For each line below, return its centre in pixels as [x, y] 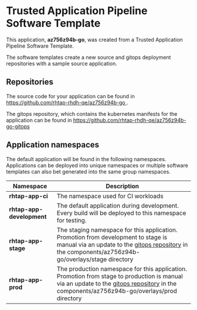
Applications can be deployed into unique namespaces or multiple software [97, 165]
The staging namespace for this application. [117, 229]
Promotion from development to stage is [112, 237]
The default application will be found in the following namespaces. [86, 159]
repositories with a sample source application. [62, 64]
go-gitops [18, 126]
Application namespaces [53, 145]
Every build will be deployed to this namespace [121, 213]
